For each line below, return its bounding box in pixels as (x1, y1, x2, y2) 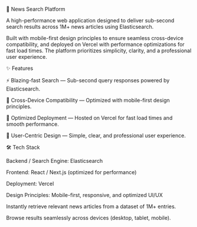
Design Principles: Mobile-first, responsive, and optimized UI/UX (6, 192, 163, 198)
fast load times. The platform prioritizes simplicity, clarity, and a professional (6, 47, 192, 54)
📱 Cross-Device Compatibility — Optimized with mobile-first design (6, 97, 170, 104)
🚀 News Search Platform (6, 6, 66, 12)
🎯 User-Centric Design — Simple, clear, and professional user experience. (6, 132, 186, 139)
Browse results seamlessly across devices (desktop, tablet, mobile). (6, 215, 171, 221)
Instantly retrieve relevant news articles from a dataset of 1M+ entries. (6, 203, 176, 210)
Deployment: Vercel (6, 180, 54, 187)
